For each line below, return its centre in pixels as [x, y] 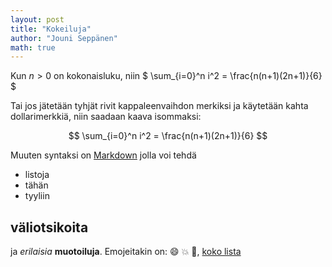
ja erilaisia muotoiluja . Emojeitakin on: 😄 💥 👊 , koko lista [126, 252]
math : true [33, 47]
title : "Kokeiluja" [51, 29]
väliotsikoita [49, 227]
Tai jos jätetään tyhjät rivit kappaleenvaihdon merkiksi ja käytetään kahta [159, 106]
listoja [37, 175]
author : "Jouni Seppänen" [64, 38]
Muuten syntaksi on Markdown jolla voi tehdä [103, 155]
